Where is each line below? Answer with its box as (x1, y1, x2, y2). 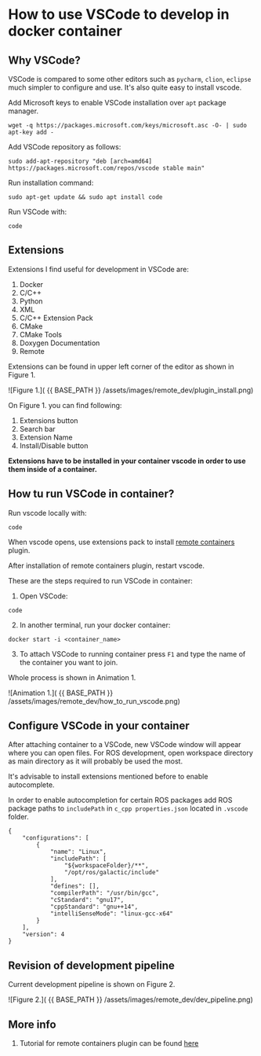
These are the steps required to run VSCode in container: (8, 576, 194, 585)
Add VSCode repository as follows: (8, 142, 121, 151)
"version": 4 (22, 930, 65, 939)
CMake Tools (19, 329, 63, 339)
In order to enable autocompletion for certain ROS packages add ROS (8, 796, 233, 805)
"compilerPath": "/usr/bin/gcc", (49, 889, 159, 897)
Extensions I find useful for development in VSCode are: (8, 264, 190, 274)
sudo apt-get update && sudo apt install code (8, 193, 163, 201)
